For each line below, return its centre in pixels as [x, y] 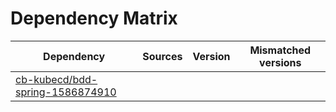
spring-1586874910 [66, 92]
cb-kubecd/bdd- [56, 79]
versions [280, 62]
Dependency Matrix [94, 18]
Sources [162, 56]
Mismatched [280, 50]
